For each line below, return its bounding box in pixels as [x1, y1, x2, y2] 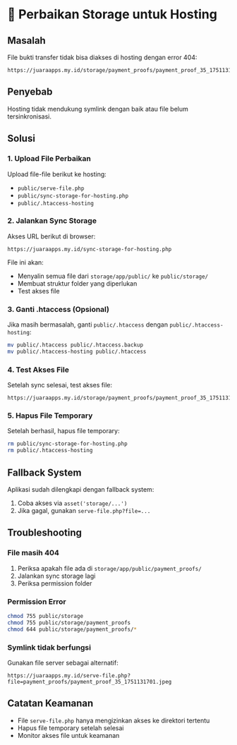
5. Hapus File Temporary [7, 411, 93, 420]
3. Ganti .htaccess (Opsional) [7, 304, 110, 314]
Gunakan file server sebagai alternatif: [7, 658, 119, 667]
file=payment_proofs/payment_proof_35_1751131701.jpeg [7, 678, 172, 685]
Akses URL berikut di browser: [7, 232, 96, 241]
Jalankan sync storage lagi [17, 571, 96, 580]
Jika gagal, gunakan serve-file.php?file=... [17, 507, 151, 514]
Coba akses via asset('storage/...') [17, 499, 128, 507]
